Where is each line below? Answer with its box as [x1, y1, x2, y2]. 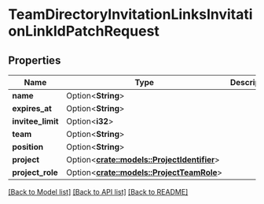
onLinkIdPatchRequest [8, 22, 159, 40]
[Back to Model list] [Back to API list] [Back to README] [8, 187, 189, 196]
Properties [8, 54, 61, 67]
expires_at [12, 103, 53, 113]
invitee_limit [12, 116, 59, 127]
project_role [12, 167, 59, 178]
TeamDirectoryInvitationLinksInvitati [8, 6, 253, 24]
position [12, 142, 44, 152]
